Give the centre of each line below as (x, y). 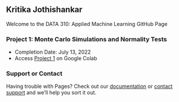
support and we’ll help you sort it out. (51, 93)
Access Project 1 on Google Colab (56, 58)
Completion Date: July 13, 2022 (53, 52)
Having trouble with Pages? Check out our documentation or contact (89, 86)
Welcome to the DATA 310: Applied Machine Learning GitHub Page (87, 24)
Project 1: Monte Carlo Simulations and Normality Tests (87, 39)
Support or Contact (34, 74)
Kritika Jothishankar (44, 10)
